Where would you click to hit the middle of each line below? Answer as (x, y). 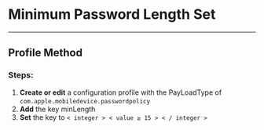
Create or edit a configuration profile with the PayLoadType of (121, 92)
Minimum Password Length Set (112, 14)
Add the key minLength (57, 109)
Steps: (21, 75)
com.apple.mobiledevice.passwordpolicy (85, 101)
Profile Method (45, 53)
